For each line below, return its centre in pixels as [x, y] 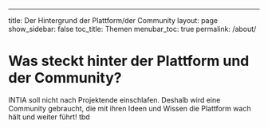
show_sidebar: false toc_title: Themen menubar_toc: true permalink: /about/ [132, 29]
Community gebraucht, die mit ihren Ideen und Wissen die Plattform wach [130, 108]
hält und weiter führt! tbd [49, 117]
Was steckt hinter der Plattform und [129, 61]
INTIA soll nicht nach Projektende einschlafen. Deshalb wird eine [114, 99]
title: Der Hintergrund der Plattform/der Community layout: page [113, 20]
